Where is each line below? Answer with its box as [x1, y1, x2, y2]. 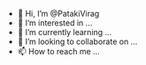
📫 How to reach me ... [17, 47, 100, 56]
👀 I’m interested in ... [17, 18, 93, 28]
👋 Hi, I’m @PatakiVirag [17, 9, 100, 18]
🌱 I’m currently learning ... [17, 27, 112, 37]
